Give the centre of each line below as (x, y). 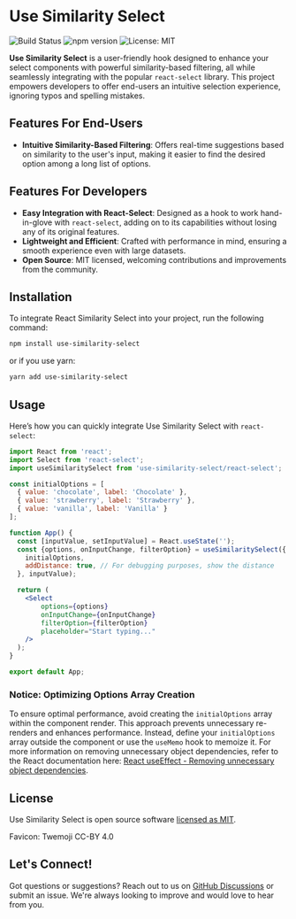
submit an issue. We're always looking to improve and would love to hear (142, 895)
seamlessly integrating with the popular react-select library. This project (142, 76)
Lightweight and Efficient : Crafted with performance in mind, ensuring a (154, 241)
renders (23, 733)
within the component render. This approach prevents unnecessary (132, 723)
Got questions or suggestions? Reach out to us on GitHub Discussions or (141, 885)
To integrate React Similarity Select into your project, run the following (137, 318)
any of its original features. (71, 231)
